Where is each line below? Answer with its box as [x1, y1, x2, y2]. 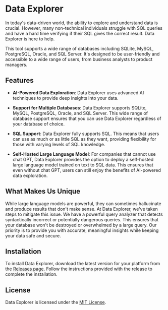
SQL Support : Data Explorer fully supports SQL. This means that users [12, 131, 159, 137]
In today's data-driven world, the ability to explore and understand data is [5, 20, 158, 26]
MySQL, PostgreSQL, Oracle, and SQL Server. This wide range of [12, 110, 148, 116]
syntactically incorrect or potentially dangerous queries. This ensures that [5, 216, 159, 222]
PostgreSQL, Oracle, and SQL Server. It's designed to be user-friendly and [5, 51, 160, 57]
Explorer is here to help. [5, 36, 55, 42]
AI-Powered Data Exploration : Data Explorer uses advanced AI [12, 89, 144, 96]
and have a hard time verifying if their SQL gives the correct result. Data [5, 30, 155, 36]
